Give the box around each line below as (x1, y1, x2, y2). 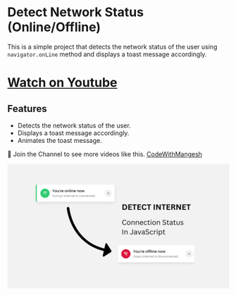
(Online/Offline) (7, 19, 101, 35)
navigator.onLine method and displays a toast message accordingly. (7, 50, 207, 58)
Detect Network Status (7, 4, 144, 20)
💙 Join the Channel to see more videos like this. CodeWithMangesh (7, 149, 203, 158)
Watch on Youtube (7, 75, 118, 91)
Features (7, 103, 47, 115)
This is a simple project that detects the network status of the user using (7, 42, 218, 51)
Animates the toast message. (17, 136, 102, 144)
